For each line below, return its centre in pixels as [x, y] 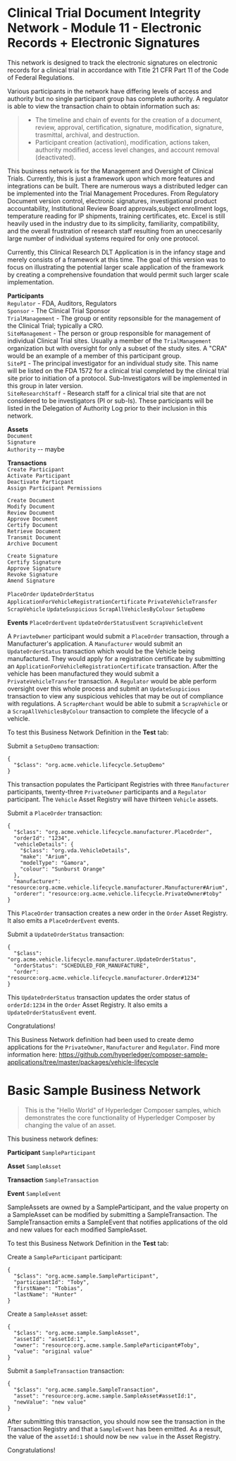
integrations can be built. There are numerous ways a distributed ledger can [117, 186]
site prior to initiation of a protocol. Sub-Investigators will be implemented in [117, 378]
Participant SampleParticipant [52, 1152]
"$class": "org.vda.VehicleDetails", [75, 850]
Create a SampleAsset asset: [48, 1314]
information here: [32, 1054]
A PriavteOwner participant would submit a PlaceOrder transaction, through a [118, 636]
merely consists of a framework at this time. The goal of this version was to [117, 260]
